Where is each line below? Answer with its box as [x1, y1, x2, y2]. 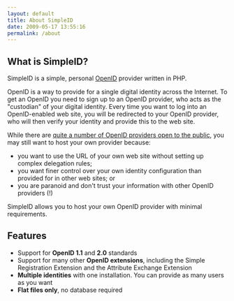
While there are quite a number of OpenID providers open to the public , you [7, 131, 225, 140]
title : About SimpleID [7, 17, 73, 24]
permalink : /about [7, 29, 61, 37]
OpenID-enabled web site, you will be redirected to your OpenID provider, [7, 110, 219, 119]
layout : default [7, 10, 54, 17]
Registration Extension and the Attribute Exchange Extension [17, 263, 192, 272]
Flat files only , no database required [17, 286, 123, 294]
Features [7, 230, 47, 242]
